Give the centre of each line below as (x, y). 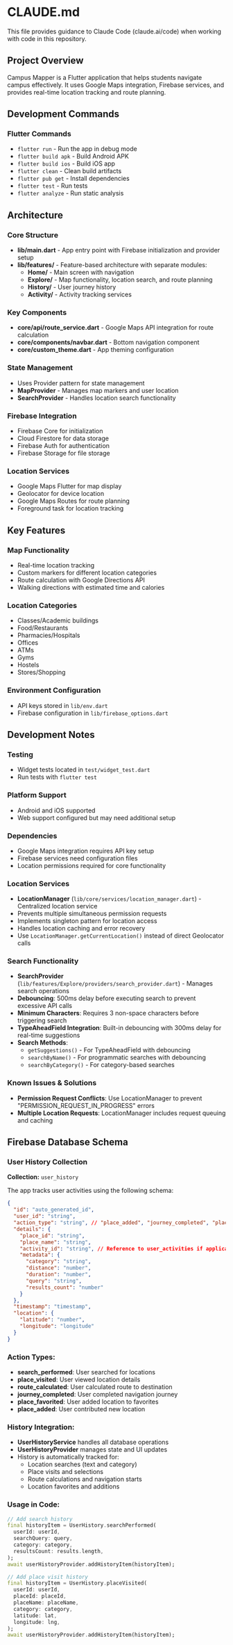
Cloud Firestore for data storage (63, 438)
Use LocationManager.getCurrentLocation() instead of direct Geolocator (120, 936)
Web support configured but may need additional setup (96, 817)
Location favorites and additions (74, 1486)
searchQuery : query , (43, 1539)
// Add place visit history (48, 1577)
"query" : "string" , (53, 1281)
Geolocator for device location (61, 494)
